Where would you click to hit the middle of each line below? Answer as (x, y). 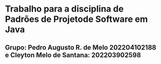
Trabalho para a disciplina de (64, 9)
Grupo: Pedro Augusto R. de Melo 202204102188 (81, 47)
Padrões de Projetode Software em (76, 19)
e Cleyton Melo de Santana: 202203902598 (73, 55)
